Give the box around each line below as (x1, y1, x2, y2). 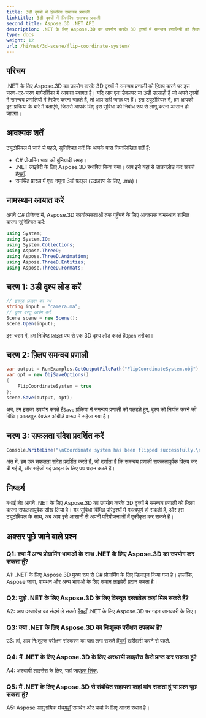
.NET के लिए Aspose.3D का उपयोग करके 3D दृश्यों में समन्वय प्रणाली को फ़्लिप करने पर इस (6, 82, 190, 89)
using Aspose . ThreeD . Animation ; (6, 253, 89, 259)
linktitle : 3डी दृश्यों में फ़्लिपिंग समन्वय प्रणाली (6, 15, 101, 21)
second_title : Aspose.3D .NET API (6, 20, 95, 26)
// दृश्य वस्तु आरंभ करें (6, 309, 51, 316)
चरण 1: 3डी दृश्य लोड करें (6, 281, 82, 292)
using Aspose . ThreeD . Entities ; (6, 259, 86, 265)
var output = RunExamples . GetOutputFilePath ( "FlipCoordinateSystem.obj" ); (6, 366, 202, 372)
